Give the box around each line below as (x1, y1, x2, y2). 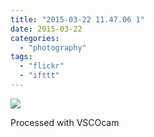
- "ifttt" (19, 71, 60, 81)
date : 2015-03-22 (10, 24, 83, 34)
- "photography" (19, 42, 87, 53)
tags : (10, 52, 33, 62)
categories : (10, 33, 60, 43)
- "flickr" (19, 61, 65, 71)
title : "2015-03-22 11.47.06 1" (10, 14, 145, 25)
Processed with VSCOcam (10, 116, 120, 128)
